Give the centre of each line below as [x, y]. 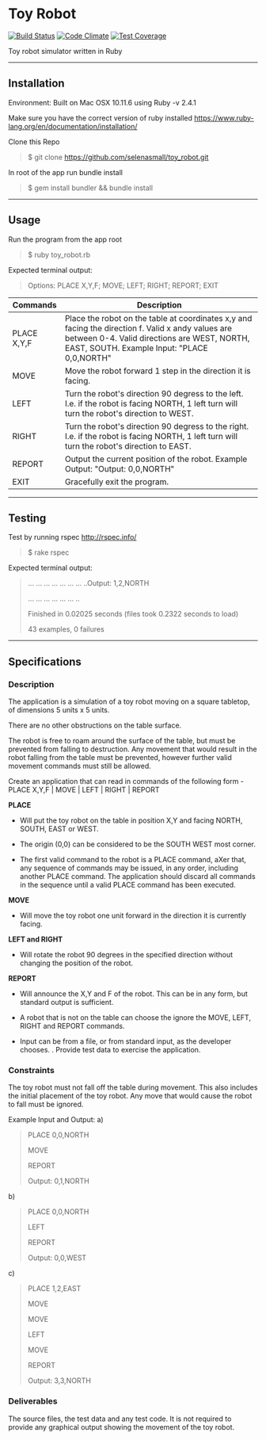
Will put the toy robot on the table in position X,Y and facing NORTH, [131, 820]
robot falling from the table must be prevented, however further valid [120, 758]
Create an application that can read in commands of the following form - [126, 781]
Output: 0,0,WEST [57, 1258]
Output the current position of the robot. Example [156, 459]
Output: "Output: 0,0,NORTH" [120, 468]
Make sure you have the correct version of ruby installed [100, 118]
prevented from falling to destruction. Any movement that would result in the [133, 749]
